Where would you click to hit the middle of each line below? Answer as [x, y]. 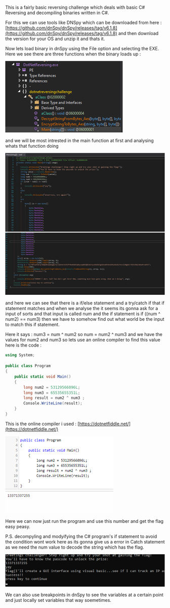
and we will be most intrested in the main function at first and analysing [80, 141]
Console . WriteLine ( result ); [53, 403]
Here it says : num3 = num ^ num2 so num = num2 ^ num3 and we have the [84, 334]
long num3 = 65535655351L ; [52, 393]
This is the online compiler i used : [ [42, 424]
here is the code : [24, 345]
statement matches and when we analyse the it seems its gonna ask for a [82, 309]
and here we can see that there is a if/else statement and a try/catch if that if [85, 303]
